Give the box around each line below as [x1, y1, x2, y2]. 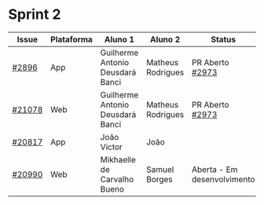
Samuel [146, 163, 174, 174]
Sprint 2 [8, 5, 61, 24]
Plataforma [50, 34, 93, 45]
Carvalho [100, 174, 134, 185]
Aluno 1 [104, 34, 135, 45]
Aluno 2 [150, 34, 181, 45]
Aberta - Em [191, 163, 238, 174]
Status [211, 34, 236, 45]
